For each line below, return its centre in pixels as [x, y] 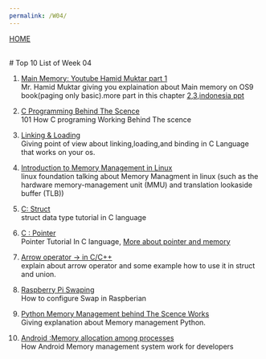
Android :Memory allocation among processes [97, 337]
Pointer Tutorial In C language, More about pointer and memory [126, 241]
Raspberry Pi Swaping [57, 289]
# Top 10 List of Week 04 [50, 63]
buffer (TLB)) [42, 193]
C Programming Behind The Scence [80, 111]
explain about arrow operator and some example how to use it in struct [138, 265]
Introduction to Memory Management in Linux [96, 167]
